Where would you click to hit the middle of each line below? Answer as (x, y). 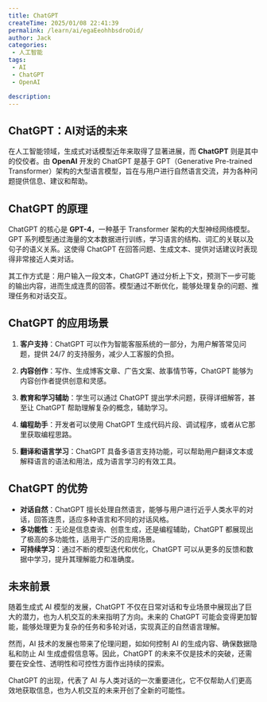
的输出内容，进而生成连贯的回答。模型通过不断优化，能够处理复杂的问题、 (130, 286)
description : (30, 96)
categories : (28, 45)
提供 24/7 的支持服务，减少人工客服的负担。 (106, 354)
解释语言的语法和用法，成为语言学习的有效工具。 (100, 461)
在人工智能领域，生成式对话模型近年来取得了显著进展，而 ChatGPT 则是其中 (133, 151)
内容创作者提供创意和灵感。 (65, 380)
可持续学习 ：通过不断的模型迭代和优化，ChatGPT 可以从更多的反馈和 (133, 549)
